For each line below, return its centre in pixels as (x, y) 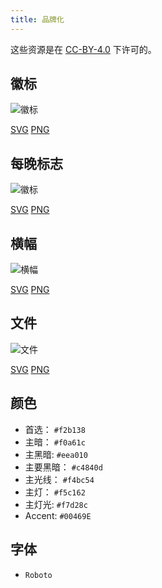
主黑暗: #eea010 (56, 454)
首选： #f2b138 (55, 429)
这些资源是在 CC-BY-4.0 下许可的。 (83, 49)
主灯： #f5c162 (55, 492)
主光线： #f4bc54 (59, 479)
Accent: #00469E (58, 515)
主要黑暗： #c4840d (63, 467)
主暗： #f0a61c (55, 442)
